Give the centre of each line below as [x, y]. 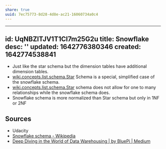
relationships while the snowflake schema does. [61, 93]
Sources [18, 119]
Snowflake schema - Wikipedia [44, 136]
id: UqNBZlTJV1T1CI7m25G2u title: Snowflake [77, 39]
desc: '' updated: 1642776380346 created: [73, 47]
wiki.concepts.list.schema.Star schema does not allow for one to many [84, 88]
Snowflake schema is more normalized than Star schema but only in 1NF [86, 98]
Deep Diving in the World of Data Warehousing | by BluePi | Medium [81, 141]
